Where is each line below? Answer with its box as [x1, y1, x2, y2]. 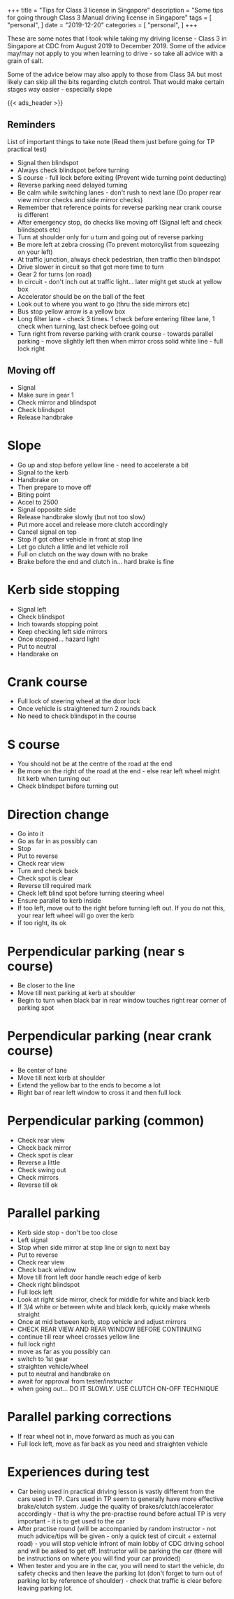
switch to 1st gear [17, 1355, 68, 1363]
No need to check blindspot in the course [17, 712, 137, 720]
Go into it [17, 829, 44, 838]
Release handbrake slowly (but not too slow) [17, 512, 145, 521]
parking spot [17, 1003, 54, 1012]
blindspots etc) [17, 225, 61, 234]
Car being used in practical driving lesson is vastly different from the [17, 1487, 215, 1495]
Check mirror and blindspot [17, 398, 96, 407]
